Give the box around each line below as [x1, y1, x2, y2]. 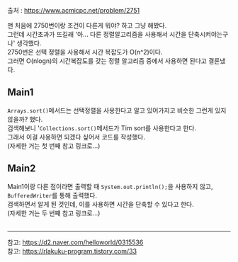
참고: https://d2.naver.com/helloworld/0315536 [7, 238, 144, 246]
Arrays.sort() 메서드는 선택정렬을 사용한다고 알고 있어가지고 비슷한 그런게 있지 [7, 106, 227, 115]
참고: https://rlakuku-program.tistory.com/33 [7, 246, 137, 255]
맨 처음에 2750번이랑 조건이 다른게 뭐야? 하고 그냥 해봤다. [7, 21, 167, 30]
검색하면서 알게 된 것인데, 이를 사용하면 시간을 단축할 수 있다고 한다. [7, 200, 194, 208]
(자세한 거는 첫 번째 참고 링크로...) [7, 141, 101, 150]
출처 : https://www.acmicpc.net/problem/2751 [7, 6, 140, 14]
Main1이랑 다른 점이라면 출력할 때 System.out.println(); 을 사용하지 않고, [7, 182, 213, 190]
